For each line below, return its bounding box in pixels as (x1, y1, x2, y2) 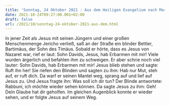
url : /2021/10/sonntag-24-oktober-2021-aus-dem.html (5, 21, 119, 27)
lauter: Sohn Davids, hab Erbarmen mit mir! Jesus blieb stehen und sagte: (5, 62, 158, 68)
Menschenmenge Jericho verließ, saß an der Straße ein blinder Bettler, (5, 41, 153, 47)
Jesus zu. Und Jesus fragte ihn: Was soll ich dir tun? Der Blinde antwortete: (5, 78, 163, 84)
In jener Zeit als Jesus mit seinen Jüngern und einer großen (5, 35, 130, 41)
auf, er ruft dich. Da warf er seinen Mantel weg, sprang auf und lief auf (5, 73, 152, 79)
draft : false (5, 17, 33, 22)
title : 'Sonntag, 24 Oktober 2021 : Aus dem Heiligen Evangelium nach (5, 7, 157, 13)
